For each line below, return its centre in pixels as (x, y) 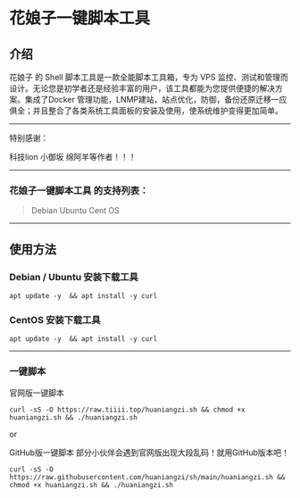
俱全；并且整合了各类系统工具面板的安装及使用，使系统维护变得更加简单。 (146, 111)
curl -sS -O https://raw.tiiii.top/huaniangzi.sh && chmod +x (127, 410)
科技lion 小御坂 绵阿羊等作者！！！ (73, 157)
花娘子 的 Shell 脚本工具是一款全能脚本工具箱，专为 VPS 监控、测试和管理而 (149, 77)
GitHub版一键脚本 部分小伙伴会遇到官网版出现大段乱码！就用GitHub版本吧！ (150, 452)
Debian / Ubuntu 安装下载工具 (74, 277)
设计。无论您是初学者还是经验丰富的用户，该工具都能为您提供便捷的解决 (142, 88)
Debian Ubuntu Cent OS (75, 211)
